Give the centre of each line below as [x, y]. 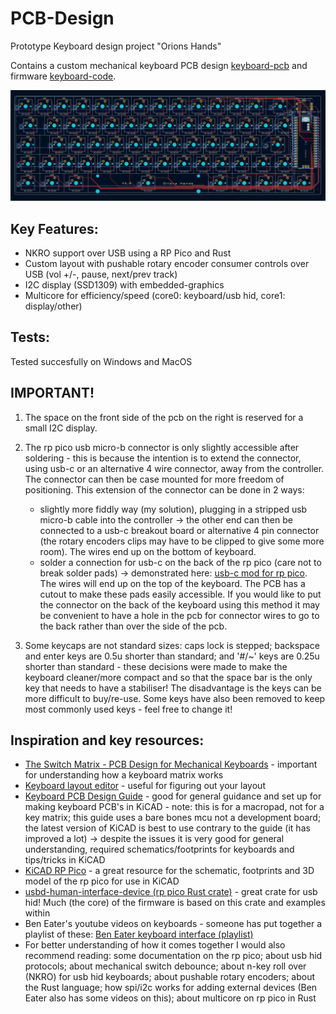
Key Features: [54, 228]
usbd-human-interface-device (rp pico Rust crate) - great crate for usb [171, 892]
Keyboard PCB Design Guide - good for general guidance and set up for [173, 796]
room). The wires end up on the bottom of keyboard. [148, 551]
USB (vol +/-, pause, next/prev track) [101, 274]
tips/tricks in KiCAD [65, 860]
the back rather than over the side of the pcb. [133, 626]
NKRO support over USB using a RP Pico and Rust [128, 253]
